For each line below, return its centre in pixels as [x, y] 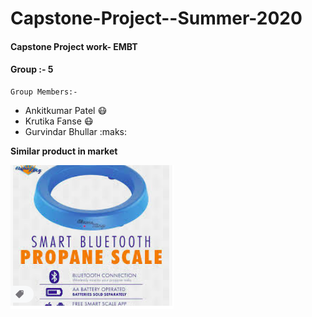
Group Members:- [44, 92]
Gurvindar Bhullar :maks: [76, 131]
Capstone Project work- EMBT [74, 46]
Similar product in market [64, 151]
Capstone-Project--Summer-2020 [156, 18]
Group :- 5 [32, 69]
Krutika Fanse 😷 [59, 121]
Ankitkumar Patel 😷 [66, 110]
